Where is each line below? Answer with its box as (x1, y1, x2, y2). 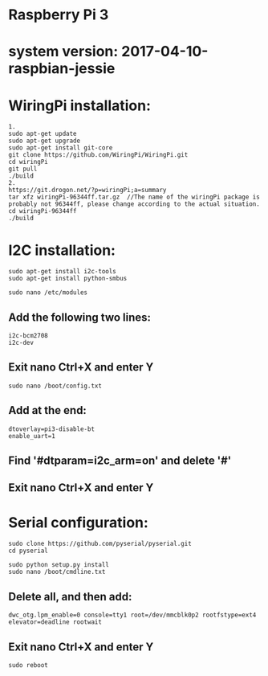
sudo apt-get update (8, 130, 78, 138)
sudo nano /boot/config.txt (8, 382, 103, 390)
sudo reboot (8, 662, 48, 670)
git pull (8, 165, 38, 174)
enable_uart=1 (8, 432, 56, 440)
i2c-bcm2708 (8, 332, 48, 340)
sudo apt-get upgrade (8, 137, 81, 145)
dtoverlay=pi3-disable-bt (8, 424, 95, 433)
